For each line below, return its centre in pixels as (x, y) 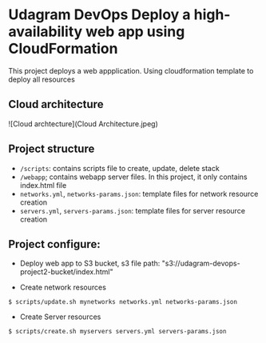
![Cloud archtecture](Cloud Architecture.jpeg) (83, 124)
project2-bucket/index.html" (66, 272)
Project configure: (55, 244)
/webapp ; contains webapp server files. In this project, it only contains (133, 177)
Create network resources (63, 287)
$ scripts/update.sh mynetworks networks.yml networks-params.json (123, 302)
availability (46, 32)
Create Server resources (60, 317)
